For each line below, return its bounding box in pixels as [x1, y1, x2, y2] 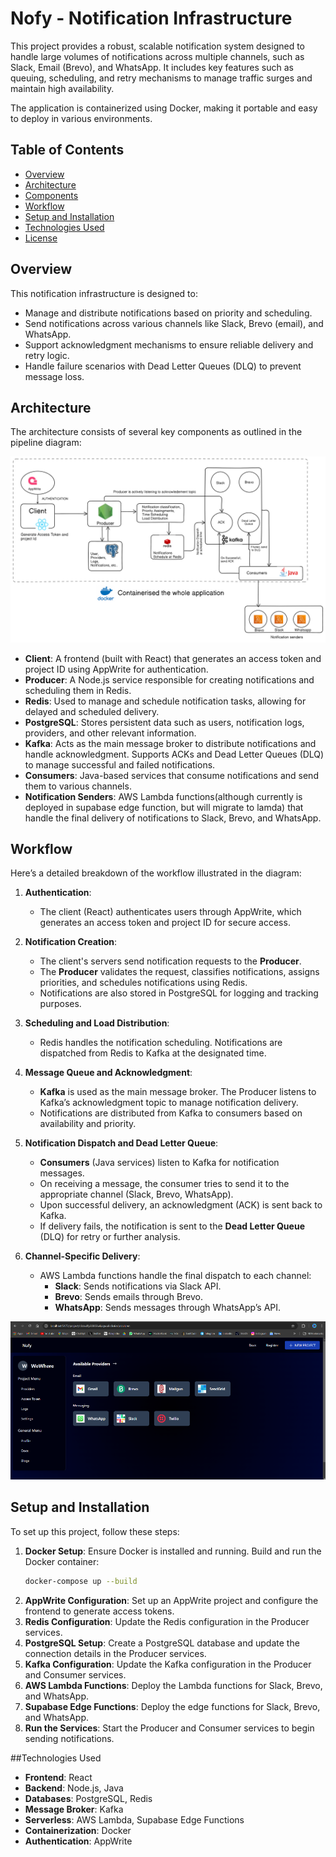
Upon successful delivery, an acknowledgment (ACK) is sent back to [39, 1199, 323, 1211]
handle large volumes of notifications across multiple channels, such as [10, 50, 305, 62]
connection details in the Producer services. [24, 1647, 207, 1659]
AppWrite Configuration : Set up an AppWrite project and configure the [24, 1594, 319, 1606]
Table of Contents [10, 142, 125, 159]
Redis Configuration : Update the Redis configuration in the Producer [24, 1615, 310, 1627]
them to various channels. [24, 780, 132, 792]
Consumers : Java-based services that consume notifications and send [24, 769, 319, 781]
